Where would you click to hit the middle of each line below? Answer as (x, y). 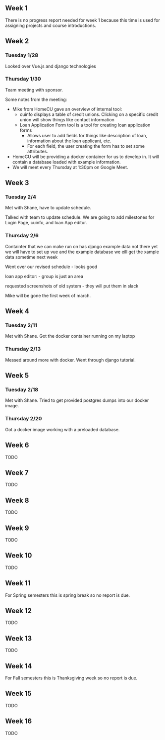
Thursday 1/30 (23, 79)
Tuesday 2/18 (22, 390)
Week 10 (19, 556)
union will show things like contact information (67, 119)
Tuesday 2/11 (21, 325)
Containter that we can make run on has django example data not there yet (82, 246)
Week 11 (18, 583)
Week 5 (17, 376)
